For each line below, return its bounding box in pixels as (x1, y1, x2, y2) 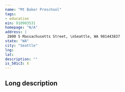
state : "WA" (5, 39, 29, 44)
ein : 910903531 (5, 20, 36, 26)
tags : (5, 12, 16, 16)
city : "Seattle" (5, 43, 38, 48)
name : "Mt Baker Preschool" (5, 7, 62, 12)
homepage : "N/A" (5, 25, 38, 30)
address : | (5, 30, 27, 34)
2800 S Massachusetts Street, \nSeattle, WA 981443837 (7, 34, 120, 39)
